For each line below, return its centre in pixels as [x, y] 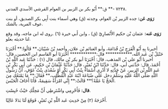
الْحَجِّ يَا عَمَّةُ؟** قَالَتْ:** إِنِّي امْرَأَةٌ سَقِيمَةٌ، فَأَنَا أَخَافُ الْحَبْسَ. [61, 81]
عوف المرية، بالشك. [24, 24]
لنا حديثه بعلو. [18, 39]
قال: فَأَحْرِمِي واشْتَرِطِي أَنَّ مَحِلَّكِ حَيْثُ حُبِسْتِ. [48, 90]
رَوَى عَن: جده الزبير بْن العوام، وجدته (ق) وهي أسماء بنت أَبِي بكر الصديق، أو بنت [80, 18]
